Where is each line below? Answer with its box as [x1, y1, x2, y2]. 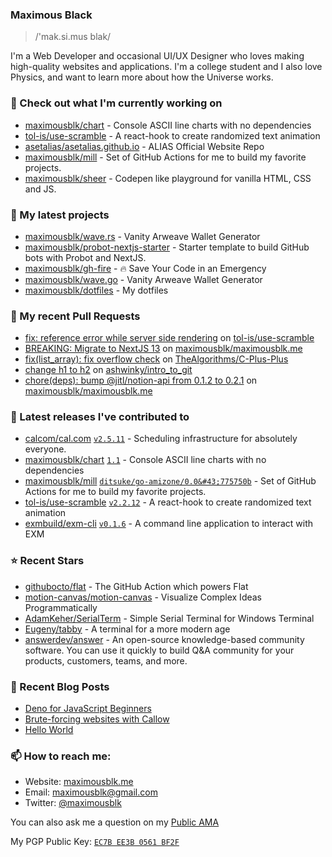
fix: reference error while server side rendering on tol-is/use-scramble [24, 332, 315, 344]
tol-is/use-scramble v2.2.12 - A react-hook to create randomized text [24, 496, 312, 508]
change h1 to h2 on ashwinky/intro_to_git [24, 364, 193, 376]
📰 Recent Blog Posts [10, 679, 110, 693]
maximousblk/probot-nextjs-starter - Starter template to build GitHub [24, 241, 310, 253]
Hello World [24, 724, 74, 736]
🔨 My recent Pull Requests [10, 309, 141, 323]
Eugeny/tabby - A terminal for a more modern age [24, 623, 231, 635]
